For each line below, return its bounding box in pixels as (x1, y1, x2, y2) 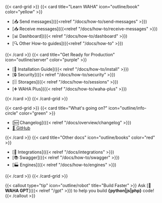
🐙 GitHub (12, 125, 31, 131)
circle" (5, 110, 18, 116)
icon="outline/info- (108, 105, 147, 111)
